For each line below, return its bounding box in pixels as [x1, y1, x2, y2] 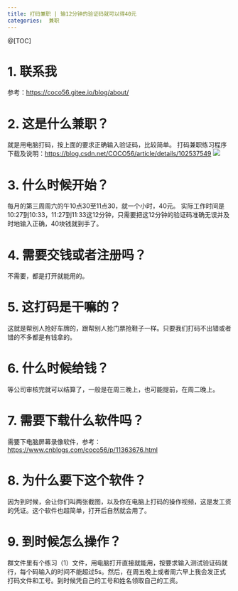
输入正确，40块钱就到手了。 [19, 219, 103, 228]
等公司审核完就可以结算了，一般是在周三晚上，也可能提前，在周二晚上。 [7, 385, 219, 394]
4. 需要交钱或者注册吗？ [7, 247, 147, 263]
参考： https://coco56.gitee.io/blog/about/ [7, 88, 129, 96]
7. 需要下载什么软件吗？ [7, 413, 144, 429]
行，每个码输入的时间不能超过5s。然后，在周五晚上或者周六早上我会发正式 [7, 567, 226, 575]
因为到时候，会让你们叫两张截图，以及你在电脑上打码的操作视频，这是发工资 [7, 497, 232, 506]
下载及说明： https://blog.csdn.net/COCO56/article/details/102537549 [7, 150, 212, 158]
